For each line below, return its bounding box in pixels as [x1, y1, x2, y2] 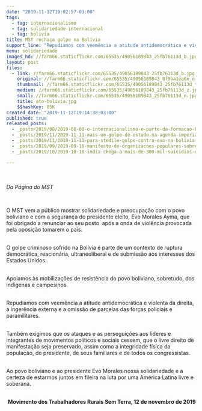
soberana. [6, 380, 31, 387]
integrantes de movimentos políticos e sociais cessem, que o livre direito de [6, 336, 194, 344]
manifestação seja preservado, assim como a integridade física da [6, 342, 171, 350]
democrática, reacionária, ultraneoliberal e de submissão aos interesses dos [6, 250, 195, 258]
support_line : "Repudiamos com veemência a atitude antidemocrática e [6, 43, 187, 49]
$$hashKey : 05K [17, 104, 55, 110]
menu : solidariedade [6, 48, 58, 54]
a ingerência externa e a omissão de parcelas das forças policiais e [6, 305, 173, 313]
